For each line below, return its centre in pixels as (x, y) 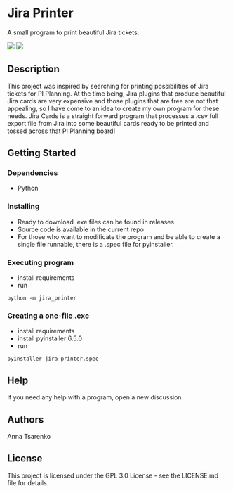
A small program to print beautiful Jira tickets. (73, 32)
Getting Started (42, 153)
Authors (26, 420)
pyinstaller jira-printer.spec (53, 359)
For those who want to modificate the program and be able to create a (119, 236)
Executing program (41, 262)
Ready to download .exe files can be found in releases (95, 222)
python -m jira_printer (42, 298)
